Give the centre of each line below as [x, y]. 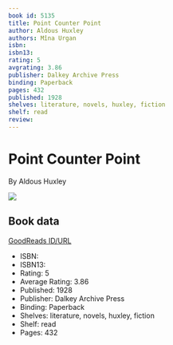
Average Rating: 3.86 [54, 281]
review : [21, 120]
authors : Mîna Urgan [43, 38]
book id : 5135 [32, 16]
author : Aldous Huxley [46, 30]
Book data [34, 222]
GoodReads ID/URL [40, 240]
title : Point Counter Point [55, 23]
